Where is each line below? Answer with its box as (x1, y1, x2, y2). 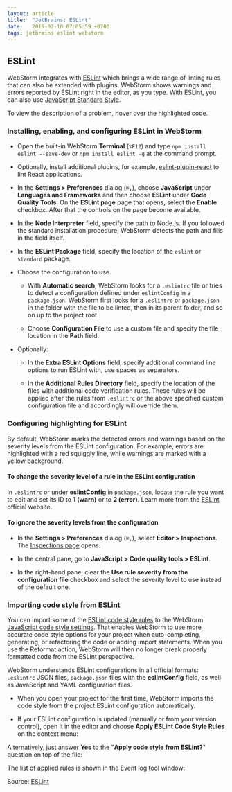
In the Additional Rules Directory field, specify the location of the (27, 379, 215, 388)
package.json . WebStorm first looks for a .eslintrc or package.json (27, 296, 220, 305)
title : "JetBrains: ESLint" (7, 17, 91, 24)
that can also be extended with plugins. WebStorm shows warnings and (7, 81, 212, 89)
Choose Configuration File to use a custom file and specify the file (27, 324, 219, 333)
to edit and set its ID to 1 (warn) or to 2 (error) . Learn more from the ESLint (7, 495, 220, 503)
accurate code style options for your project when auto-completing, (7, 631, 201, 639)
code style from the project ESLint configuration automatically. (17, 701, 196, 710)
